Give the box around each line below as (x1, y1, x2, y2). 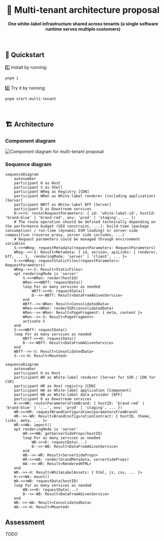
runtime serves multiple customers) (45, 26, 121, 32)
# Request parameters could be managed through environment (14, 237, 140, 242)
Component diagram (5, 137, 56, 144)
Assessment (5, 518, 45, 526)
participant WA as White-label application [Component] (14, 388, 132, 393)
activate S (23, 319, 45, 324)
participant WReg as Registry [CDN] (14, 190, 90, 194)
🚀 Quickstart (5, 51, 44, 59)
